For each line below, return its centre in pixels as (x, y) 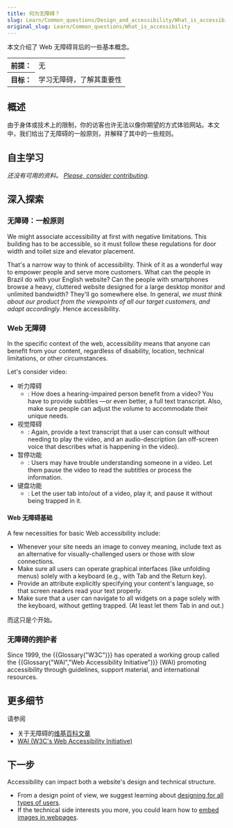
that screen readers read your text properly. (80, 591)
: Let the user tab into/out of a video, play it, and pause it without (120, 493)
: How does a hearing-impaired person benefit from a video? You (120, 394)
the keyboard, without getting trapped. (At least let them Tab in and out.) (120, 606)
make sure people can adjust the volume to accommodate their (118, 408)
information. (45, 477)
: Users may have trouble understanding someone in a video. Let (120, 462)
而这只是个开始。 (32, 620)
